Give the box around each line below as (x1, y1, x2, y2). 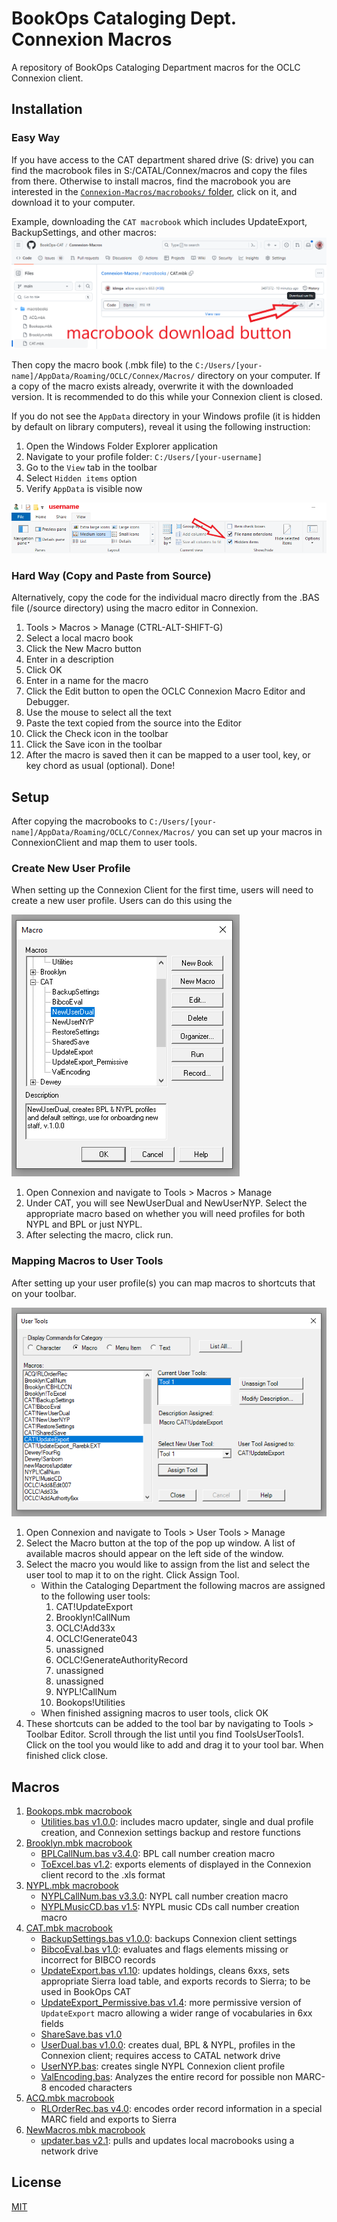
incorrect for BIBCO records (40, 1954, 156, 1966)
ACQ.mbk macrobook (25, 2092, 115, 2104)
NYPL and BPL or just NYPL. (25, 1218, 143, 1231)
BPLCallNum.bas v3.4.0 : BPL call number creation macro (40, 1848, 276, 1860)
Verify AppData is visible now (25, 483, 143, 495)
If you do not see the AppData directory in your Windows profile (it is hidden (11, 410, 321, 422)
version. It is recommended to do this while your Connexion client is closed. (11, 391, 323, 403)
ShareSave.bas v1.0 (40, 2028, 123, 2041)
